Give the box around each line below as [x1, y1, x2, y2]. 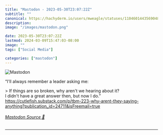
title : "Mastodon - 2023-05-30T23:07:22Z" [5, 7, 92, 12]
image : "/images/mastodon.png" [5, 25, 68, 30]
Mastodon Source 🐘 [5, 114, 45, 120]
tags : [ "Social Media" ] [5, 47, 53, 52]
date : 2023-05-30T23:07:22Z [5, 34, 62, 39]
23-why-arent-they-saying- [83, 98, 139, 104]
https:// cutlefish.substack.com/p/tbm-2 [5, 98, 84, 104]
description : [5, 20, 32, 26]
